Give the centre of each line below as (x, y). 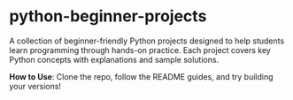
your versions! (35, 86)
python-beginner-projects (108, 16)
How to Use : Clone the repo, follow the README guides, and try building (141, 76)
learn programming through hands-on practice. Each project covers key (140, 50)
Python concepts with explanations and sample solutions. (114, 59)
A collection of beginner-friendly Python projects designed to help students (147, 41)
